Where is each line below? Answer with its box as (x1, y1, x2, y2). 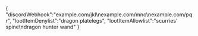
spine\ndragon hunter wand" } (5, 23, 80, 30)
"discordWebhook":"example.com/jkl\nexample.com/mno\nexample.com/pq (5, 11, 193, 18)
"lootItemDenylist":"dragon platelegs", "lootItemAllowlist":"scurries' (12, 17, 178, 24)
